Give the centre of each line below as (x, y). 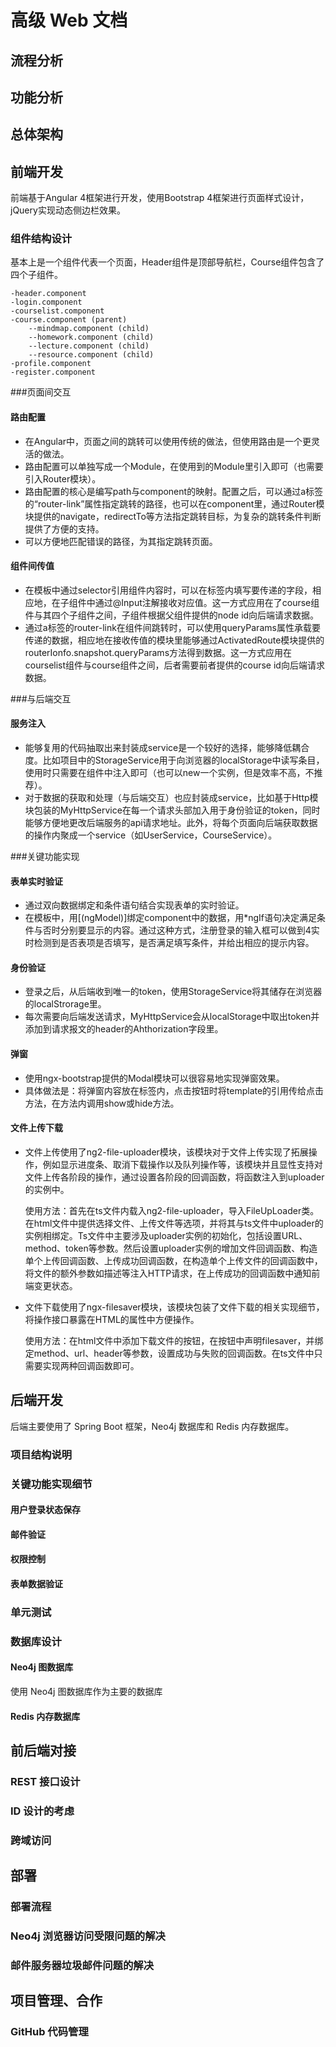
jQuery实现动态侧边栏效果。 (68, 210)
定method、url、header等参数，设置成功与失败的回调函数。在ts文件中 (169, 1353)
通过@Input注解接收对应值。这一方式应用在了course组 (207, 602)
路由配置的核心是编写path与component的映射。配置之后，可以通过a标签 (173, 491)
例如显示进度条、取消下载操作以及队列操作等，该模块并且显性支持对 (182, 1164)
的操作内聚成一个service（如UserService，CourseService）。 (151, 835)
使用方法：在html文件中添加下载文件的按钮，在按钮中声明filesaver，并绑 (174, 1340)
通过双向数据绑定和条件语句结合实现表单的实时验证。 (134, 905)
